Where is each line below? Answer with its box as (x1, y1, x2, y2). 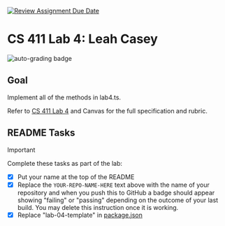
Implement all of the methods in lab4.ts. (7, 93, 121, 101)
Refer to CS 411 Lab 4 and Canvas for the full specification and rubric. (7, 106, 208, 115)
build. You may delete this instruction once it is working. (17, 203, 179, 211)
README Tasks (7, 127, 75, 139)
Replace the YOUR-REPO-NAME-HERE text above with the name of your (17, 181, 210, 189)
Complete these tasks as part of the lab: (7, 159, 123, 167)
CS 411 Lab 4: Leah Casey (7, 31, 159, 47)
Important (7, 146, 36, 154)
